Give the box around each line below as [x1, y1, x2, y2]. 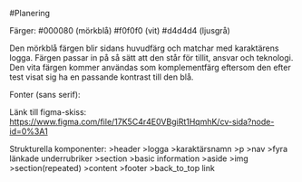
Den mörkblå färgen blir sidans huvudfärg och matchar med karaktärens [9, 43, 279, 53]
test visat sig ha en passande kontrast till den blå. [9, 72, 194, 82]
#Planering [9, 8, 51, 18]
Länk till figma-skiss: [9, 107, 87, 117]
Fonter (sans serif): [9, 90, 81, 100]
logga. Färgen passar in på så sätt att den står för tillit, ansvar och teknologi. [9, 53, 294, 62]
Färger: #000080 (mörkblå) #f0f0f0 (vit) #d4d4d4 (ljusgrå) [9, 25, 231, 35]
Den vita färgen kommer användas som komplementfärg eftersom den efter [9, 62, 292, 72]
